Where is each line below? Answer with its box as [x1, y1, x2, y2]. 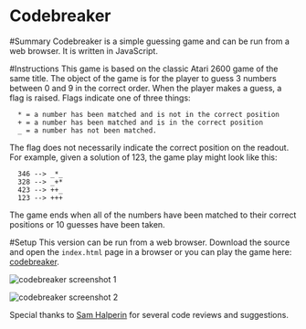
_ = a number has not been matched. [17, 125, 157, 135]
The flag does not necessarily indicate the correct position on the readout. [9, 142, 290, 153]
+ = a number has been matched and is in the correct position [17, 118, 263, 127]
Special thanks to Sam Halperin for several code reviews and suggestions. [9, 309, 290, 320]
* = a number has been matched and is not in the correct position [17, 110, 280, 119]
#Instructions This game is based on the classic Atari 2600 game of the [9, 63, 279, 74]
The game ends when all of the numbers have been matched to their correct [9, 209, 297, 220]
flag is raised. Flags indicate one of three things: [9, 92, 191, 103]
